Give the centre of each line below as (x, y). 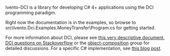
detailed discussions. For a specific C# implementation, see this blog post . (83, 48)
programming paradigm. (31, 13)
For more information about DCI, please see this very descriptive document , (85, 38)
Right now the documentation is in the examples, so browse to (71, 22)
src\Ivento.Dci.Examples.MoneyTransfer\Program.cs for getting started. (80, 28)
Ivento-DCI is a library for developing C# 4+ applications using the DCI (80, 7)
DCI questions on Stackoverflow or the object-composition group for (77, 43)
